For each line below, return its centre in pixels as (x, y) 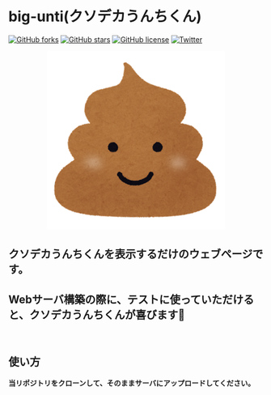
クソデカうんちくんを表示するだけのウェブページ (131, 255)
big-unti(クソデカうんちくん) (105, 17)
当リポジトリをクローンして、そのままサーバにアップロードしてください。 (132, 383)
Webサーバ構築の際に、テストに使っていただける (131, 299)
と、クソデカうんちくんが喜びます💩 (97, 314)
